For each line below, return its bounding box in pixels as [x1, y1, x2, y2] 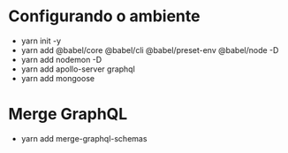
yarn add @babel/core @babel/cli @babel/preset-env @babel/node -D [20, 44, 279, 55]
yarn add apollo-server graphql [20, 64, 136, 74]
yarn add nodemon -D [20, 54, 102, 65]
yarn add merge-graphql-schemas [20, 133, 148, 143]
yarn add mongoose [20, 73, 95, 83]
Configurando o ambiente [8, 6, 201, 27]
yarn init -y [20, 35, 62, 46]
